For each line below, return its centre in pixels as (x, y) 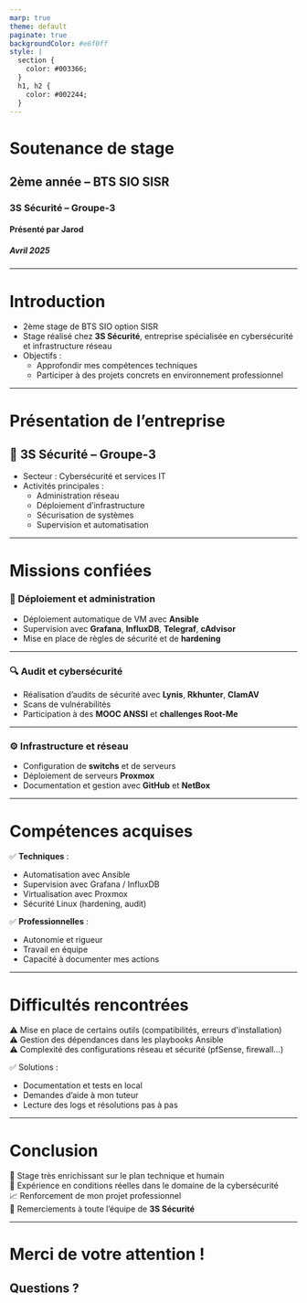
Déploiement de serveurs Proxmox (89, 776)
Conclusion (54, 1151)
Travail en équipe (55, 950)
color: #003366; (57, 69)
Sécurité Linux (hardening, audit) (85, 904)
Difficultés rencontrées (99, 1004)
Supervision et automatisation (92, 525)
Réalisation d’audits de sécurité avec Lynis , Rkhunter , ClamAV (141, 695)
